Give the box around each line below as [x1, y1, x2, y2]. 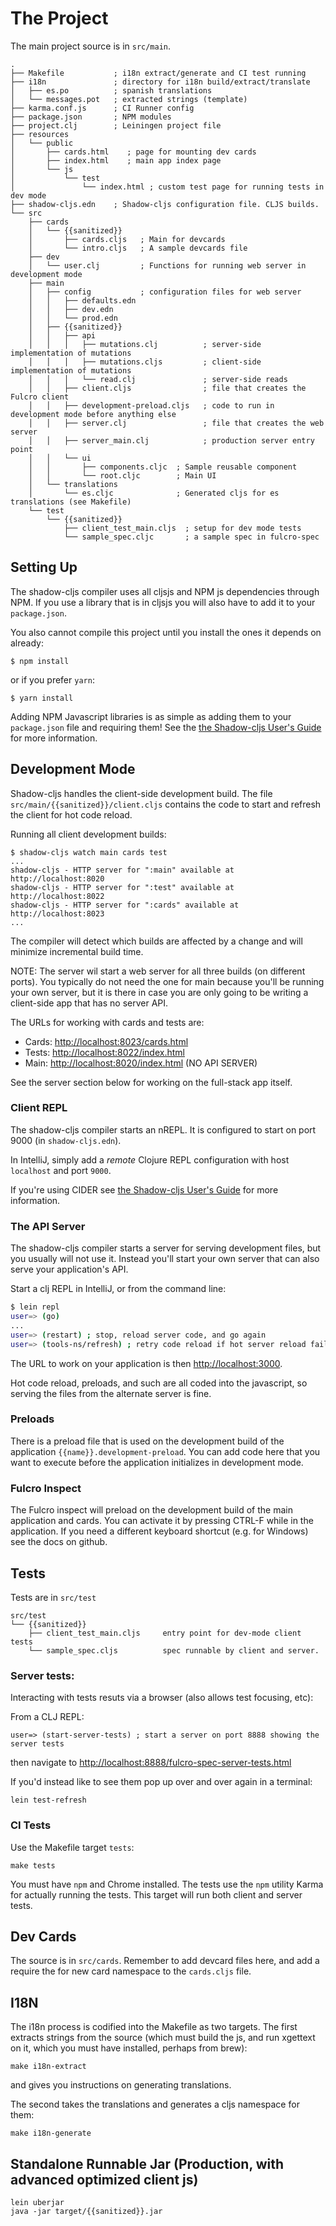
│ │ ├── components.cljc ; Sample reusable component [28, 462, 298, 472]
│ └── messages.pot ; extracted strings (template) [10, 94, 248, 104]
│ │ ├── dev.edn [28, 304, 114, 314]
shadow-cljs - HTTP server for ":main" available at [10, 865, 235, 875]
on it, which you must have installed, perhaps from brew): [10, 2042, 248, 2054]
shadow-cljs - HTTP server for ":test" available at [10, 882, 235, 892]
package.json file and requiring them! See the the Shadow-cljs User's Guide [10, 721, 322, 733]
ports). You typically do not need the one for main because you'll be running [10, 975, 325, 987]
